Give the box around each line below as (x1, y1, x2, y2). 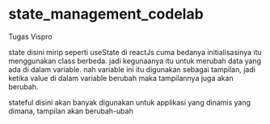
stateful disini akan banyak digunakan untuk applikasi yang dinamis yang (8, 97, 251, 107)
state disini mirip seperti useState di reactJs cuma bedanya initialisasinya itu (8, 47, 263, 57)
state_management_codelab (8, 5, 204, 24)
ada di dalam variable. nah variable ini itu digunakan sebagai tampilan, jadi (8, 64, 256, 74)
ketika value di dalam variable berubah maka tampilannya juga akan (8, 73, 234, 83)
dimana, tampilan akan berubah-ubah (8, 106, 133, 116)
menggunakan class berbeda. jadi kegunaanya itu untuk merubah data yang (8, 56, 261, 66)
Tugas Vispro (8, 32, 53, 41)
